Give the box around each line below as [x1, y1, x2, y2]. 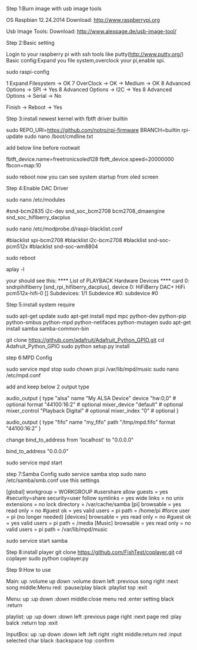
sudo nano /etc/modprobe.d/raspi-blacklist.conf [6, 225, 123, 232]
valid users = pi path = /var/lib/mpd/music [6, 526, 108, 533]
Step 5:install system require [6, 301, 75, 308]
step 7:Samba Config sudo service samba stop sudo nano [6, 471, 146, 477]
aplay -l [6, 266, 25, 273]
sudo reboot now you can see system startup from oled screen [6, 173, 159, 180]
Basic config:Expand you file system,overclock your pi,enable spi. [6, 57, 166, 64]
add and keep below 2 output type [6, 383, 90, 390]
